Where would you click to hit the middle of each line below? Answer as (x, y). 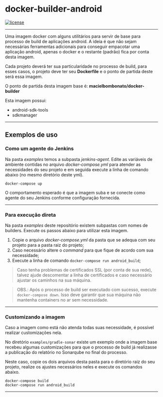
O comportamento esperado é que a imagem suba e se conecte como (75, 192)
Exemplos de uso (32, 135)
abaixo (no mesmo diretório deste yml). (44, 175)
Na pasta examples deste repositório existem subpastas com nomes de (76, 225)
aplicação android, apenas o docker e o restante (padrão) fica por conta (77, 51)
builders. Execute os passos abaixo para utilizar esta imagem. (67, 230)
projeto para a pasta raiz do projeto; (48, 245)
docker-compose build (27, 381)
